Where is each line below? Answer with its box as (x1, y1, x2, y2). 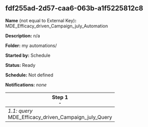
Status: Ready (5, 62, 36, 68)
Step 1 (51, 94, 69, 101)
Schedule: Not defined (5, 72, 53, 78)
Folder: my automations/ (5, 43, 57, 49)
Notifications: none (5, 81, 47, 88)
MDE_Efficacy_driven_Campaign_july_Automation (5, 23, 108, 29)
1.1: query (8, 107, 33, 114)
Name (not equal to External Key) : (5, 17, 77, 23)
